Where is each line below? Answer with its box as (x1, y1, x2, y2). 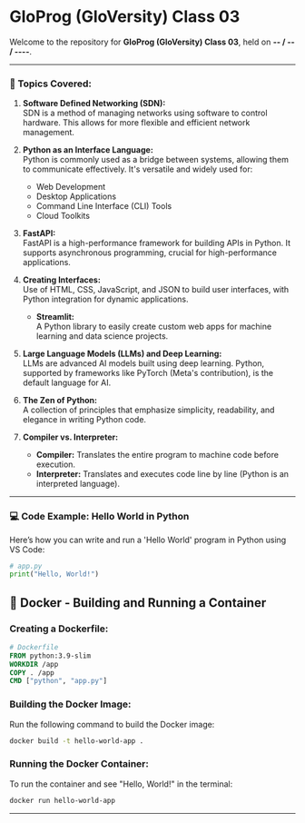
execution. (35, 459, 75, 470)
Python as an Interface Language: (22, 144, 154, 155)
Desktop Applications (35, 191, 116, 202)
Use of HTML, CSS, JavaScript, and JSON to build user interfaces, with (22, 284, 290, 295)
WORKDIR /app (9, 659, 59, 669)
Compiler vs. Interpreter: (22, 431, 119, 442)
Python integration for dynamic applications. (22, 293, 189, 305)
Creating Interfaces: (22, 274, 102, 285)
